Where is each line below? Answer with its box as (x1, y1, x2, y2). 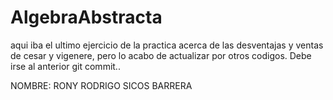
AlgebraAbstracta (10, 6, 163, 29)
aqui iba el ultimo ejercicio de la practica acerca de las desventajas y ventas (10, 39, 324, 51)
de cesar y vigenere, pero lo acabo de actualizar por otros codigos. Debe (10, 49, 312, 61)
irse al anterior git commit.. (10, 60, 121, 72)
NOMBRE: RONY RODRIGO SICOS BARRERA (10, 79, 193, 91)
